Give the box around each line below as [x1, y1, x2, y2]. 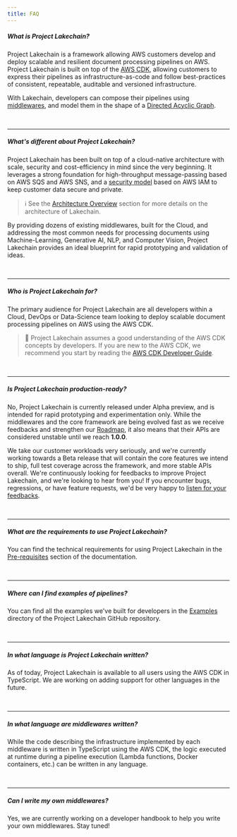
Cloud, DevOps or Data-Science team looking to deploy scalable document [7, 312, 226, 321]
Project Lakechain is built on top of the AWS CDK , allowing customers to [7, 65, 217, 73]
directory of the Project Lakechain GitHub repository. [7, 614, 161, 623]
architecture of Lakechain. [24, 207, 101, 216]
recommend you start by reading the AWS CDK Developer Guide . [24, 348, 214, 356]
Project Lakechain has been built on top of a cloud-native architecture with [7, 155, 224, 163]
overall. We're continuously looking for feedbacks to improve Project [7, 469, 207, 477]
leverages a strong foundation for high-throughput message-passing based [7, 170, 227, 178]
